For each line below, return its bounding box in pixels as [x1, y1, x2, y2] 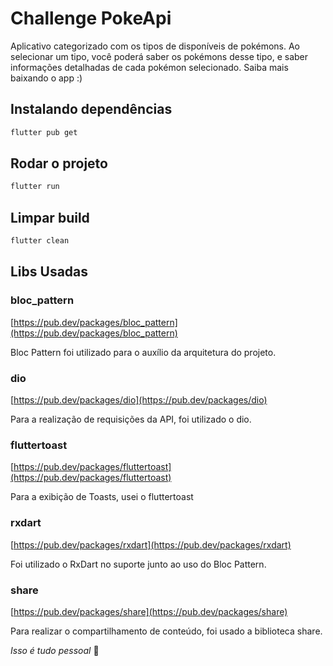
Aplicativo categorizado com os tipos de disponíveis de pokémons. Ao [10, 40, 301, 52]
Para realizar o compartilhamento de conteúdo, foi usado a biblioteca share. [10, 625, 323, 637]
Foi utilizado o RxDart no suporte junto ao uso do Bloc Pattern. [10, 558, 267, 570]
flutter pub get [10, 127, 78, 137]
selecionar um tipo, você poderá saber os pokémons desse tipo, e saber [10, 50, 309, 62]
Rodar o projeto [10, 155, 108, 172]
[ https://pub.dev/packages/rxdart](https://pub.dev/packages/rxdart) [10, 538, 292, 551]
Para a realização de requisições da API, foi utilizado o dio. [10, 413, 252, 425]
